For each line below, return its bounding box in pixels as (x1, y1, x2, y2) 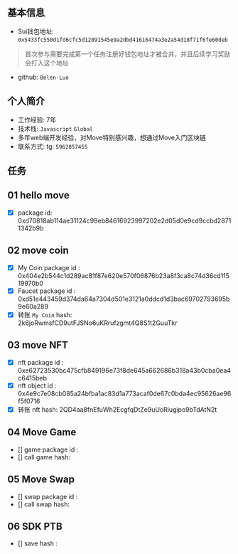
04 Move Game (7, 426, 77, 439)
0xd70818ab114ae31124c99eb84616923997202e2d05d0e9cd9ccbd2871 (17, 216, 232, 225)
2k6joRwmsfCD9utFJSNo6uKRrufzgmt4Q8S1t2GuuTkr (17, 319, 178, 327)
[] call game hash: (17, 452, 71, 461)
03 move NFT (7, 339, 69, 351)
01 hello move (7, 189, 70, 201)
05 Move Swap (7, 474, 75, 486)
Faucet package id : (17, 287, 76, 295)
